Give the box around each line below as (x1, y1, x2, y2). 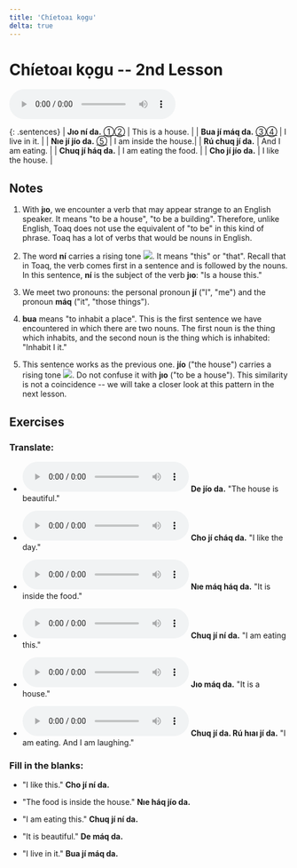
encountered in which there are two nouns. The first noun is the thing (21, 323, 276, 334)
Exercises (9, 414, 65, 429)
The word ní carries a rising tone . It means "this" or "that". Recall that (21, 251, 286, 262)
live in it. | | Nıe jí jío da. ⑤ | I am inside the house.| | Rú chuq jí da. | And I (9, 136, 281, 147)
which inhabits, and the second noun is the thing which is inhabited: (21, 332, 270, 343)
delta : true (9, 21, 53, 30)
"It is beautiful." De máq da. (21, 832, 124, 842)
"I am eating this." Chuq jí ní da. (21, 814, 139, 824)
